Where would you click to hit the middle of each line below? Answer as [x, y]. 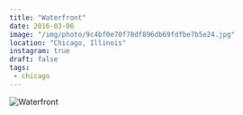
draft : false [34, 59]
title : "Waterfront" [48, 18]
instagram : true [40, 51]
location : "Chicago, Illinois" [68, 43]
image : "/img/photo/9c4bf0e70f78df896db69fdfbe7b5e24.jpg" [122, 34]
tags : [19, 68]
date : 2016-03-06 [42, 26]
